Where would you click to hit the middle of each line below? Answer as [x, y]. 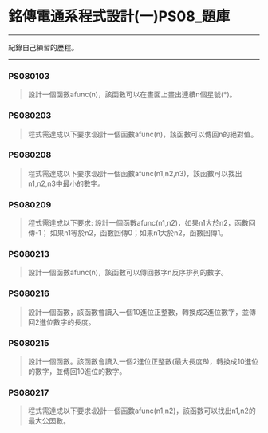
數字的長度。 [74, 322]
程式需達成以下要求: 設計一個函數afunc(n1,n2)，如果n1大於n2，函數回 [142, 223]
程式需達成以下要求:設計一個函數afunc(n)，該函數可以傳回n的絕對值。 [143, 134]
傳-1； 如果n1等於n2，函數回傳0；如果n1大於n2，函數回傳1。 [127, 233]
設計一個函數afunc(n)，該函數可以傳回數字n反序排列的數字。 [128, 273]
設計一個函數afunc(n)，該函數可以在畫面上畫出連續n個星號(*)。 [132, 94]
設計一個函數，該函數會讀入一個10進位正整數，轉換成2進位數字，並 [138, 312]
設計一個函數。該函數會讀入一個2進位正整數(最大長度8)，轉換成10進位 [143, 362]
